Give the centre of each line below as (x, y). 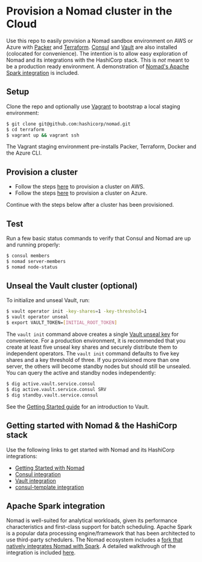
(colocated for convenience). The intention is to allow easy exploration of (97, 53)
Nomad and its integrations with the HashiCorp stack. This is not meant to (98, 60)
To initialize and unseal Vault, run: (48, 300)
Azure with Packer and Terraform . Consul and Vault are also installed (92, 47)
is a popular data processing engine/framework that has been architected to (101, 534)
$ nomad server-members (36, 261)
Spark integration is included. (43, 73)
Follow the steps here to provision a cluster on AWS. (80, 187)
